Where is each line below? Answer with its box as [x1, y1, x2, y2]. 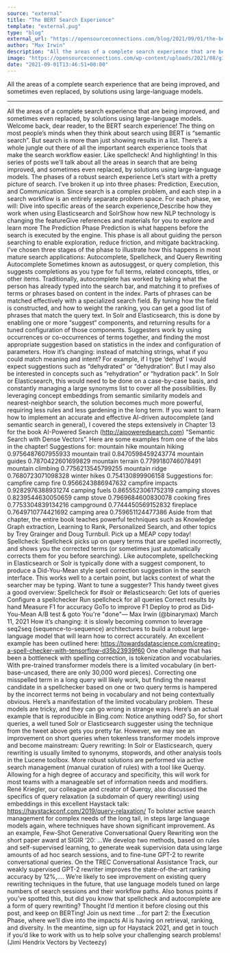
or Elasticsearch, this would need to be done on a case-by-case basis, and [7, 377, 218, 385]
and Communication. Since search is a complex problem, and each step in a [7, 187, 221, 196]
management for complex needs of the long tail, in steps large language [7, 814, 210, 822]
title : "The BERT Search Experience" [7, 16, 115, 23]
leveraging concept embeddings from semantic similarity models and [7, 391, 203, 399]
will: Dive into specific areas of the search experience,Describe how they [7, 202, 214, 210]
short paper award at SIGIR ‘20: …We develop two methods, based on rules [7, 836, 220, 844]
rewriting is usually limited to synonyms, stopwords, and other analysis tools [7, 749, 222, 757]
